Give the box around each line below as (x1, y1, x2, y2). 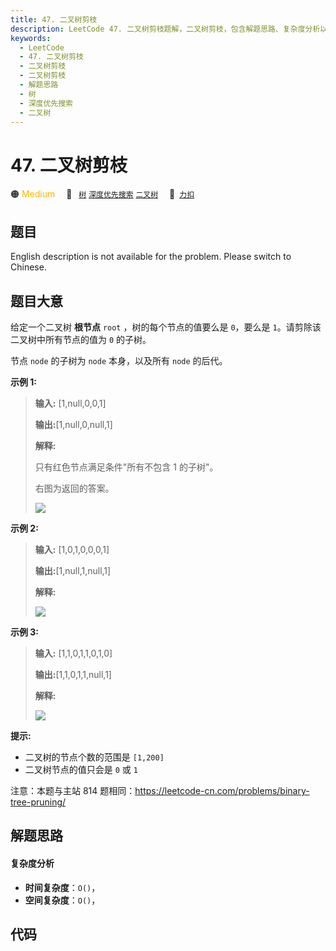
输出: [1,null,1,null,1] (34, 564, 112, 576)
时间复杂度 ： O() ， (24, 881, 101, 893)
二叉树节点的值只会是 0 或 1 (24, 763, 138, 775)
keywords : (10, 33, 52, 43)
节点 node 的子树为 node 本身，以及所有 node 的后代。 (10, 354, 228, 366)
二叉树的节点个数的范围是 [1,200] (24, 751, 165, 763)
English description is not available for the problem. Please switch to (10, 251, 292, 263)
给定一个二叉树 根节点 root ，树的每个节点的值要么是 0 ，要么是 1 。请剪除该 (10, 321, 322, 333)
